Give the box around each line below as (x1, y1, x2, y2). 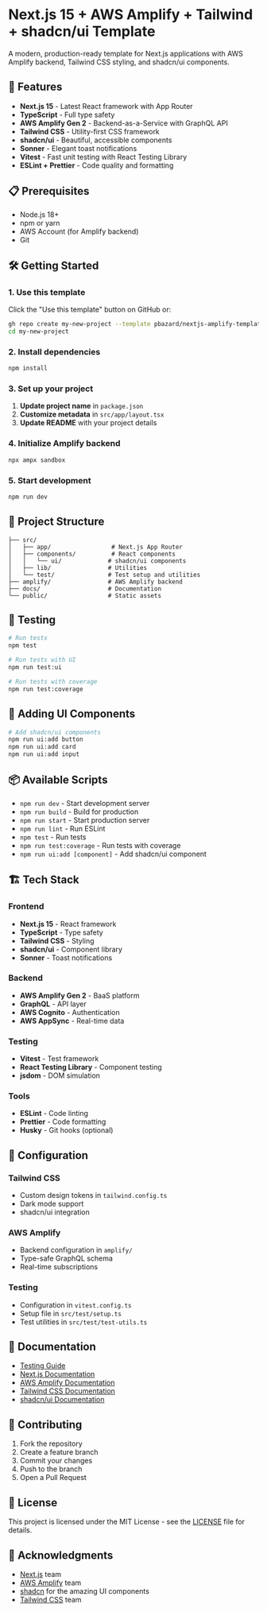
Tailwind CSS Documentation (19, 1386, 115, 1396)
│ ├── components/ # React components (8, 550, 176, 558)
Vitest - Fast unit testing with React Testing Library (19, 152, 188, 161)
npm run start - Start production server (19, 815, 150, 824)
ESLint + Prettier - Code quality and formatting (19, 161, 174, 170)
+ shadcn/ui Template (8, 22, 156, 41)
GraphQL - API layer (19, 999, 87, 1009)
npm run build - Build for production (19, 807, 139, 816)
